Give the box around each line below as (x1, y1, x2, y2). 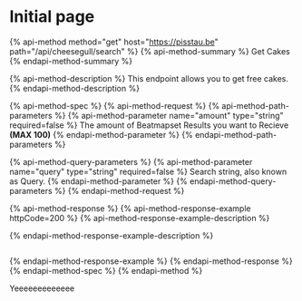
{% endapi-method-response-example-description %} (9, 229, 214, 241)
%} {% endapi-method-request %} (54, 185, 185, 196)
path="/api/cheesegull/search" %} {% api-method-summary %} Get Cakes (9, 45, 290, 56)
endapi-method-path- (194, 129, 278, 140)
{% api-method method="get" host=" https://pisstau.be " (9, 36, 219, 47)
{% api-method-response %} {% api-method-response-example (9, 202, 251, 214)
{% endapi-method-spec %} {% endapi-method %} (9, 265, 203, 276)
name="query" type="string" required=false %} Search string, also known (9, 166, 287, 177)
